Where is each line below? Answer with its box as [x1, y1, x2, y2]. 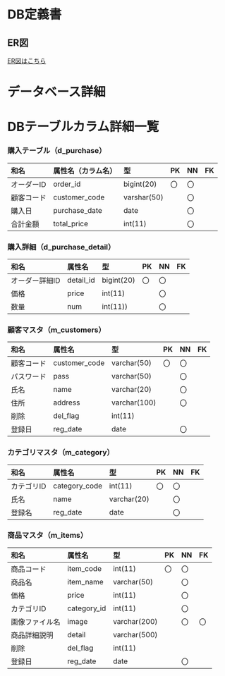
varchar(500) [112, 629, 158, 639]
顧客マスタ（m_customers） [7, 325, 106, 335]
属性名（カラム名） [53, 166, 117, 176]
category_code [52, 481, 103, 491]
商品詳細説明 [11, 630, 54, 640]
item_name [67, 577, 104, 586]
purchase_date [53, 205, 102, 215]
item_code [67, 563, 102, 573]
